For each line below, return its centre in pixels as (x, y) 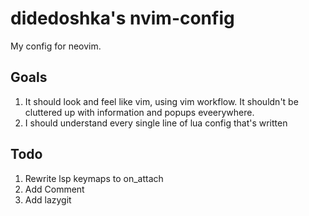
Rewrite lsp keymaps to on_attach (94, 178)
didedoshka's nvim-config (122, 18)
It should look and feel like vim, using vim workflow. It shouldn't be (161, 101)
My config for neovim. (56, 46)
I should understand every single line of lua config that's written (156, 123)
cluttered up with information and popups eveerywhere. (139, 112)
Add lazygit (48, 199)
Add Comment (54, 189)
